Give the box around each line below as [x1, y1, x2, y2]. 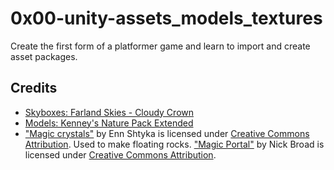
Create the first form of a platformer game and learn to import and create [10, 40, 311, 52]
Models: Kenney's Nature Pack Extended [24, 117, 194, 129]
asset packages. [10, 50, 78, 62]
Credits [10, 80, 58, 97]
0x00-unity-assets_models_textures [10, 7, 323, 30]
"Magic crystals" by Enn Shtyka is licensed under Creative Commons [24, 127, 310, 139]
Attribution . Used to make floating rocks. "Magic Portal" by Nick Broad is [24, 138, 325, 150]
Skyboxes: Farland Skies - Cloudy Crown [24, 106, 195, 118]
